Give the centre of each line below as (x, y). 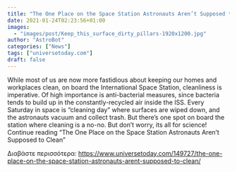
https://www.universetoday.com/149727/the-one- (150, 153)
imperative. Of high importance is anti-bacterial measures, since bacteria (114, 94)
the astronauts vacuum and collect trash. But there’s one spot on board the (116, 117)
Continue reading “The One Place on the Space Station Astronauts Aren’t (114, 132)
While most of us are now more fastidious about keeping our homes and (112, 80)
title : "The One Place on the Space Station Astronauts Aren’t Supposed (116, 14)
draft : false (26, 60)
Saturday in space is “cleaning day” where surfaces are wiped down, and (114, 109)
